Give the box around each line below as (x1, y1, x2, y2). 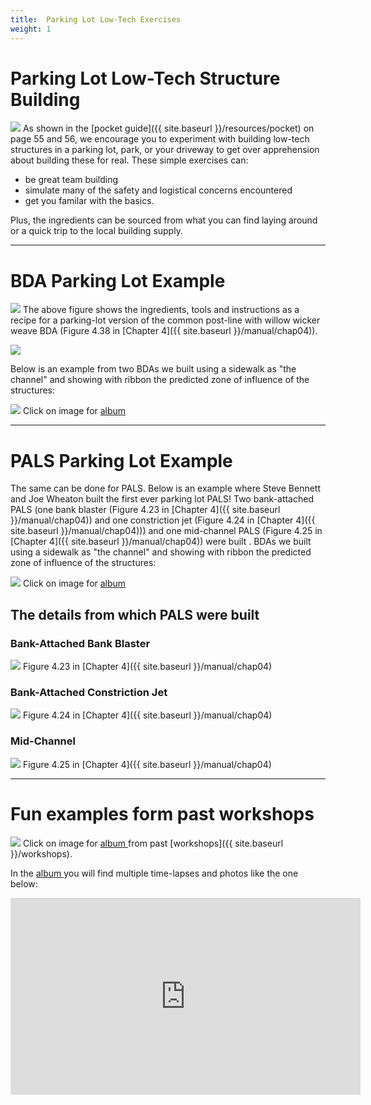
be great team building (24, 174, 119, 186)
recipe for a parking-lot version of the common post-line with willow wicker (10, 314, 321, 326)
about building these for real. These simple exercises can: (10, 154, 249, 166)
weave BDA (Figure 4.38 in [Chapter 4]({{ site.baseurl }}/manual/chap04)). (10, 325, 318, 337)
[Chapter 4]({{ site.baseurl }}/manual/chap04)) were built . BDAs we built (10, 536, 312, 548)
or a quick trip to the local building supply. (10, 225, 183, 237)
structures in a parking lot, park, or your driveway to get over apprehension (10, 144, 320, 156)
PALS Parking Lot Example (10, 449, 233, 472)
